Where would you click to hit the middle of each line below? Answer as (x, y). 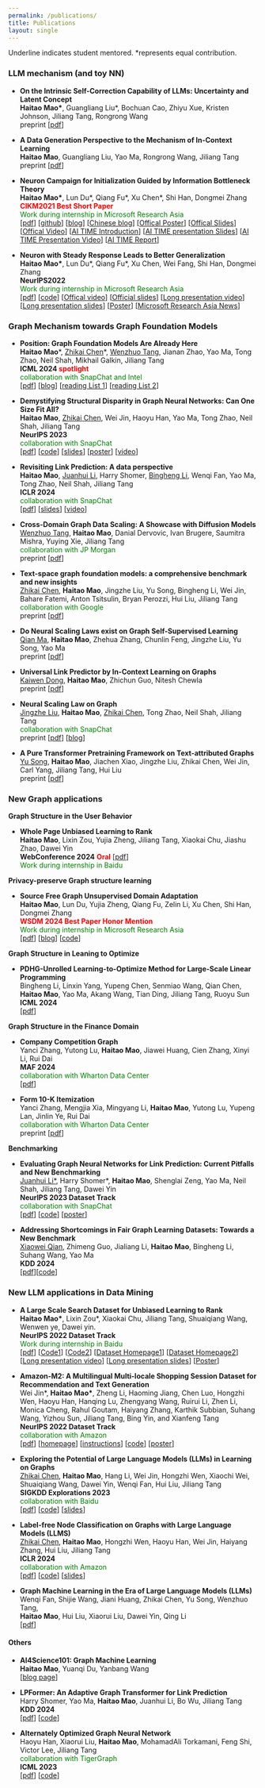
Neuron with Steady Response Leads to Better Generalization (122, 255)
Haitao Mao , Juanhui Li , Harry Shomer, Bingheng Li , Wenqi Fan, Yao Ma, (138, 475)
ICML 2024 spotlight (54, 368)
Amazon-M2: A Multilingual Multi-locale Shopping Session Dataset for (138, 1376)
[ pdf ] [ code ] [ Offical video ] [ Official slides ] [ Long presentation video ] (132, 297)
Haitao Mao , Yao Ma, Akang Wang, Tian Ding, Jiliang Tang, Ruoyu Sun (134, 994)
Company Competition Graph (69, 1042)
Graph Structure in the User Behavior (70, 816)
